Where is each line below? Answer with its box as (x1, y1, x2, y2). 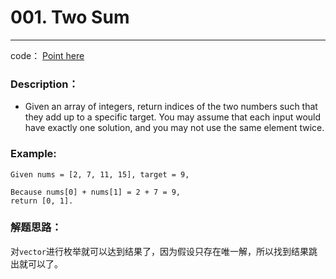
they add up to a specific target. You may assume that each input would (24, 111, 322, 123)
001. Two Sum (10, 6, 130, 29)
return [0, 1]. (10, 196, 74, 206)
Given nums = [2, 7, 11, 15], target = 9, (10, 169, 190, 180)
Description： (10, 77, 79, 91)
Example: (10, 147, 57, 161)
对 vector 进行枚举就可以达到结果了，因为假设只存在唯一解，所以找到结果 (10, 245, 309, 257)
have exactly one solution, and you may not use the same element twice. (24, 122, 325, 134)
